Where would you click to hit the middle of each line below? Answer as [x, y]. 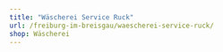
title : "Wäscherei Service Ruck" [72, 17]
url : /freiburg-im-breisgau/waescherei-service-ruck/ [112, 26]
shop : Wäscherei [39, 33]
